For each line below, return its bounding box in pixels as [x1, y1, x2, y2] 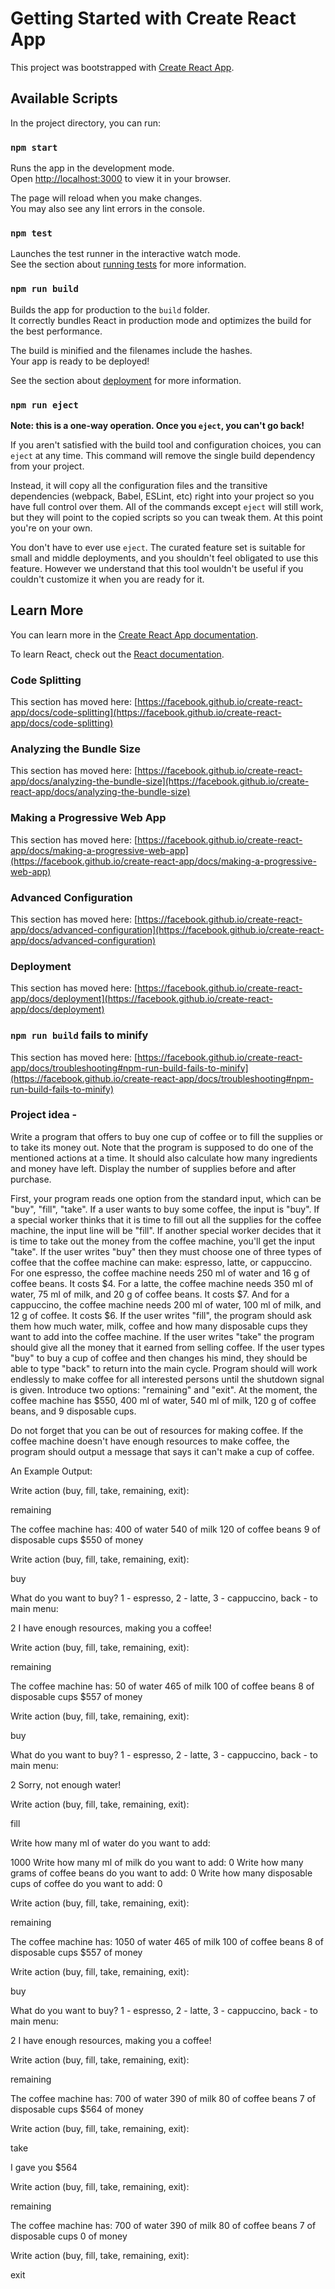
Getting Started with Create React [10, 7, 297, 30]
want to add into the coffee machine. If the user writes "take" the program [10, 1330, 315, 1342]
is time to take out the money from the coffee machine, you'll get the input [10, 1235, 316, 1247]
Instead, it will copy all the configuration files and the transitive [10, 479, 268, 491]
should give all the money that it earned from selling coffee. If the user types [10, 1341, 325, 1353]
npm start [10, 142, 58, 153]
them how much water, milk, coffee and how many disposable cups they [10, 1320, 308, 1332]
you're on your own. [10, 522, 93, 534]
